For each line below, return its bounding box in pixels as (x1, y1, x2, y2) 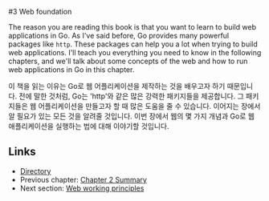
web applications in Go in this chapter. (8, 65, 135, 74)
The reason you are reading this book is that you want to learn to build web (8, 22, 257, 31)
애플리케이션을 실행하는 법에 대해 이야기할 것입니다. (8, 122, 169, 131)
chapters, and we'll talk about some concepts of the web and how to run (8, 56, 248, 66)
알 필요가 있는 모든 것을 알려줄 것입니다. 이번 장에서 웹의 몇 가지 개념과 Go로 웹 (8, 111, 255, 121)
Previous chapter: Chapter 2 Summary (19, 175, 147, 184)
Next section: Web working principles (19, 183, 145, 193)
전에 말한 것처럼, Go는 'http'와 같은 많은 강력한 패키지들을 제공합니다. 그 (18, 91, 245, 101)
